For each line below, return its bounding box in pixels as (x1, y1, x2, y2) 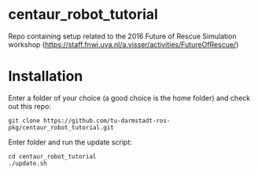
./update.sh (8, 159, 47, 167)
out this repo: (8, 101, 51, 111)
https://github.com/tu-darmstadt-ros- (42, 116, 171, 125)
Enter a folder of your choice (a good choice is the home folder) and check (8, 93, 250, 103)
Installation (8, 67, 83, 86)
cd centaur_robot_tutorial (8, 152, 97, 160)
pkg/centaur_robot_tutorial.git (8, 123, 114, 131)
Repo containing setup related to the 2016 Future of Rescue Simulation (8, 31, 237, 41)
